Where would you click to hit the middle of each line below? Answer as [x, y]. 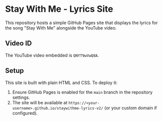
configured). [25, 113]
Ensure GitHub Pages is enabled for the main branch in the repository [82, 92]
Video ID [19, 44]
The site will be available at [40, 102]
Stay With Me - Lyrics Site [59, 9]
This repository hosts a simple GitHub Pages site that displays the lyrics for [81, 23]
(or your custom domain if [131, 108]
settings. [21, 97]
